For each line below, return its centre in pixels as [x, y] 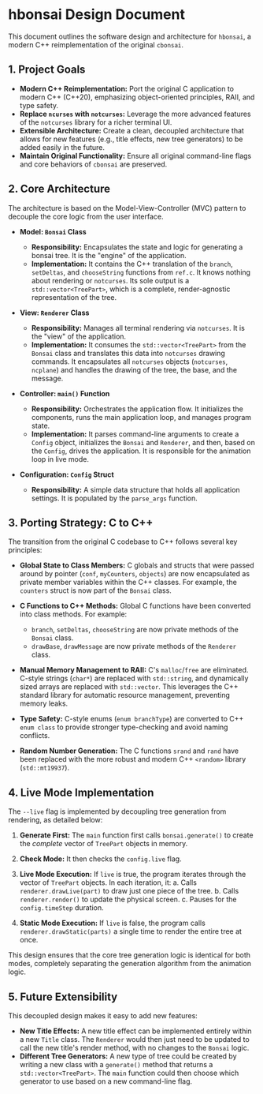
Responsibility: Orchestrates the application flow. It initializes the [137, 409]
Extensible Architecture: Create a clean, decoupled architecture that [131, 130]
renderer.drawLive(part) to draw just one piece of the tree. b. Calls [129, 891]
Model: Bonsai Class [53, 231]
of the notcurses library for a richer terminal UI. [96, 122]
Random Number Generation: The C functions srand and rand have [129, 751]
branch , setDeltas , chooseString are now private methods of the [135, 630]
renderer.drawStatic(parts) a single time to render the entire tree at [131, 931]
